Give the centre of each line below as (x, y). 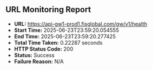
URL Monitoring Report (49, 10)
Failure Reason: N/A (39, 61)
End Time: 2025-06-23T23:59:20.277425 (65, 36)
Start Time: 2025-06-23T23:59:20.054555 (66, 30)
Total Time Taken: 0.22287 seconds (58, 42)
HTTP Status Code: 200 (44, 49)
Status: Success (34, 55)
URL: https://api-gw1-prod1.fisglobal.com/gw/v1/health (81, 24)
